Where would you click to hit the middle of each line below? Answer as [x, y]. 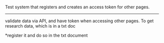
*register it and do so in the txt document [46, 35]
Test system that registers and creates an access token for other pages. [77, 7]
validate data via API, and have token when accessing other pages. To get [79, 21]
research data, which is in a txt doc [40, 26]
